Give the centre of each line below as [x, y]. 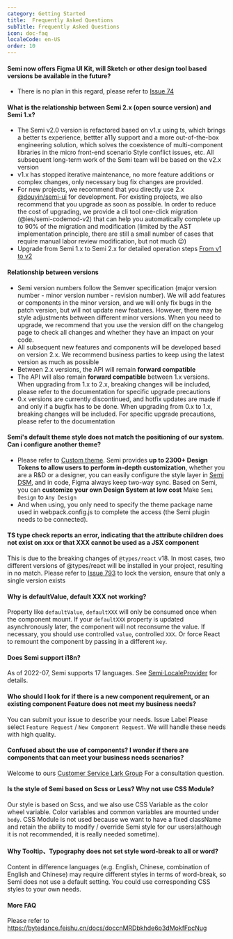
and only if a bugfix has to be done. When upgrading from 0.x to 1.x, [115, 406]
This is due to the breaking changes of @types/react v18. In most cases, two [116, 558]
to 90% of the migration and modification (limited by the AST [104, 227]
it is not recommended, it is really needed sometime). [83, 834]
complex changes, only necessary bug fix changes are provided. [110, 182]
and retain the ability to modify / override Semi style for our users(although [114, 827]
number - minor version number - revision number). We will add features [121, 295]
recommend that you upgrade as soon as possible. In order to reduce [116, 204]
